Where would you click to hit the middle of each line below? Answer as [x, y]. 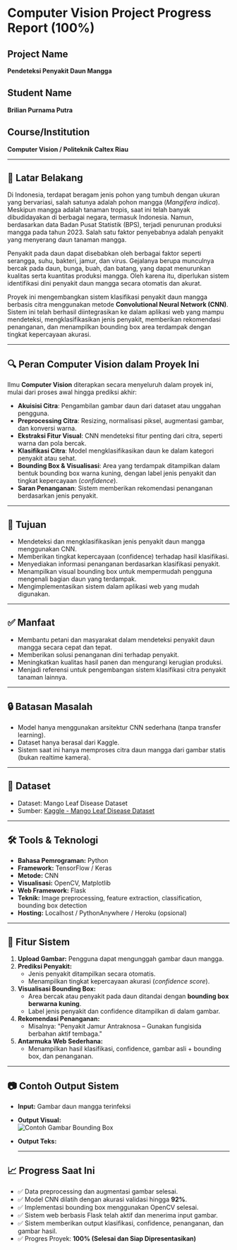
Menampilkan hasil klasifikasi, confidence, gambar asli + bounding [125, 1049]
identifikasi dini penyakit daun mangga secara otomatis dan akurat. [105, 283]
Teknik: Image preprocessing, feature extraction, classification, [110, 898]
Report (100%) [51, 28]
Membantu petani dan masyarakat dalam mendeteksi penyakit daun [116, 639]
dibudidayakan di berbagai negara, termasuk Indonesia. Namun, [101, 217]
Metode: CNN [38, 876]
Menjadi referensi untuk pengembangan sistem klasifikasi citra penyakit [122, 669]
